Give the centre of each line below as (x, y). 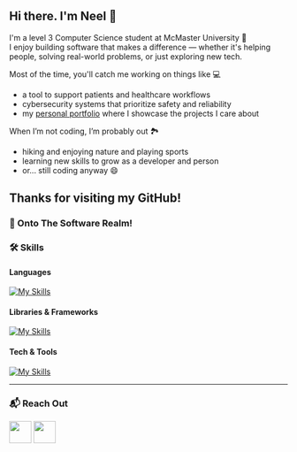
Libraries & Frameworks (54, 311)
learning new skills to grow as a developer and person (120, 161)
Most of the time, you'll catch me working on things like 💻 (115, 74)
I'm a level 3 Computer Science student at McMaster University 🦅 (128, 37)
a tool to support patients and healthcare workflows (116, 95)
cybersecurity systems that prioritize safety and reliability (126, 103)
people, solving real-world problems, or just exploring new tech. (126, 56)
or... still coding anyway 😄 (70, 170)
